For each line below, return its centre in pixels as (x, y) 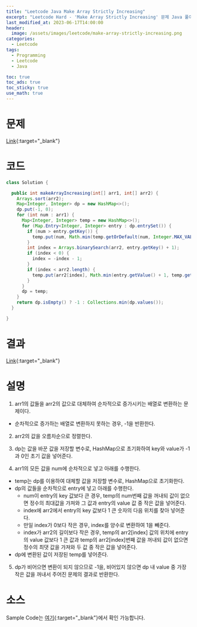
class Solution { (27, 182)
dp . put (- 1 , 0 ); (35, 209)
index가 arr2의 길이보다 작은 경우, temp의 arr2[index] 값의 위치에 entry (106, 532)
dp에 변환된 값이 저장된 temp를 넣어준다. (61, 554)
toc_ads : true (23, 82)
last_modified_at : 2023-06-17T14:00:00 (55, 22)
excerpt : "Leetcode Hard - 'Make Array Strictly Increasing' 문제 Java (94, 17)
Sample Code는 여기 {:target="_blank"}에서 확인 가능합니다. (76, 618)
